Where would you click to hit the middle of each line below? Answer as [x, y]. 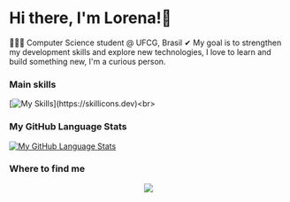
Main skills [33, 84]
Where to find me [47, 169]
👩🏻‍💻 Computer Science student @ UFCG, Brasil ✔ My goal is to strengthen [145, 43]
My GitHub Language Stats [68, 127]
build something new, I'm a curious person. [88, 61]
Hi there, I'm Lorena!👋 [91, 18]
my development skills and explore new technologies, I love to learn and [140, 51]
